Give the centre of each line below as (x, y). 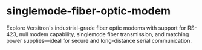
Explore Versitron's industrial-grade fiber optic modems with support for (96, 28)
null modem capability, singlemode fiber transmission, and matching (104, 34)
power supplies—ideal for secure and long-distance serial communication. (99, 40)
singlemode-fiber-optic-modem (89, 11)
